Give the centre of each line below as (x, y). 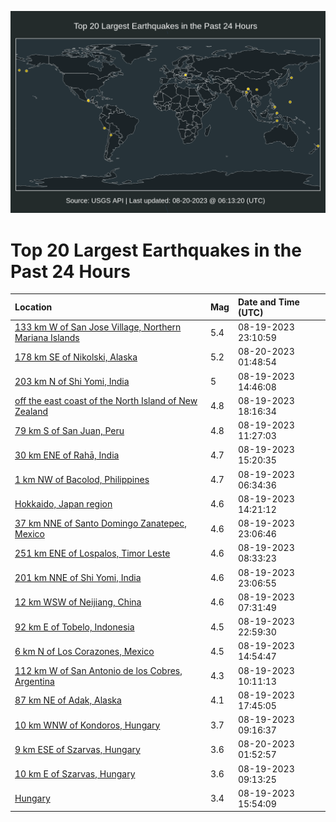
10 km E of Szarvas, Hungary (75, 774)
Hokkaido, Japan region (63, 504)
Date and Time (268, 302)
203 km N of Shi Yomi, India (72, 382)
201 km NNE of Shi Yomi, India (78, 578)
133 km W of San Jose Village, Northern (98, 327)
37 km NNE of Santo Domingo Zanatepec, (101, 523)
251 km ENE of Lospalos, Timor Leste (92, 553)
